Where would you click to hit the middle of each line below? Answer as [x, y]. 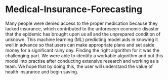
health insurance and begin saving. [42, 71]
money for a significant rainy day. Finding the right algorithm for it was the [82, 50]
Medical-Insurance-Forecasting [74, 9]
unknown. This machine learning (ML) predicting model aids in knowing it [82, 39]
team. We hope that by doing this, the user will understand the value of [79, 66]
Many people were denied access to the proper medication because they [81, 23]
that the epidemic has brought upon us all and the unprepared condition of [83, 34]
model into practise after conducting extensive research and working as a [82, 61]
